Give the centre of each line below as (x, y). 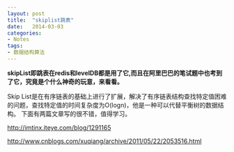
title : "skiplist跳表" (41, 20)
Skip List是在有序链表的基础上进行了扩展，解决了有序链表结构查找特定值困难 (117, 96)
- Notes (18, 40)
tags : (15, 46)
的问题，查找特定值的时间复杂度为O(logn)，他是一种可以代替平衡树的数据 (112, 105)
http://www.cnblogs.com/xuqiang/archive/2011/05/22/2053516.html (104, 141)
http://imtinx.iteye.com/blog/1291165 (59, 127)
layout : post (26, 14)
